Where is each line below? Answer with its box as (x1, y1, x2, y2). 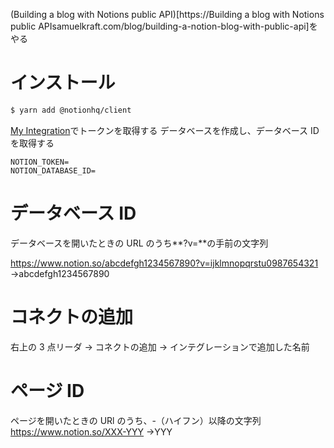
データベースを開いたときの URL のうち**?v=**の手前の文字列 (10, 237, 269, 249)
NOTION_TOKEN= (10, 157, 70, 167)
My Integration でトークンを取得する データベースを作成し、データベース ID (10, 124, 320, 136)
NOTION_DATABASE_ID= (10, 165, 97, 176)
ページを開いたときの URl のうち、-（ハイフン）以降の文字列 (10, 414, 262, 426)
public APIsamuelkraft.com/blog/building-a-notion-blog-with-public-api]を (10, 20, 318, 32)
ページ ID (10, 379, 85, 402)
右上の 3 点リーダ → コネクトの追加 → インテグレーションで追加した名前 (10, 340, 310, 353)
